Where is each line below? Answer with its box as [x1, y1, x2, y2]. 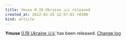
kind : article [5, 16, 35, 21]
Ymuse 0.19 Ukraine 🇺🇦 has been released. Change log [5, 30, 121, 36]
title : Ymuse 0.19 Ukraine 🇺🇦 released [5, 7, 90, 12]
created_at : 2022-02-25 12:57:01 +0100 [5, 12, 88, 17]
